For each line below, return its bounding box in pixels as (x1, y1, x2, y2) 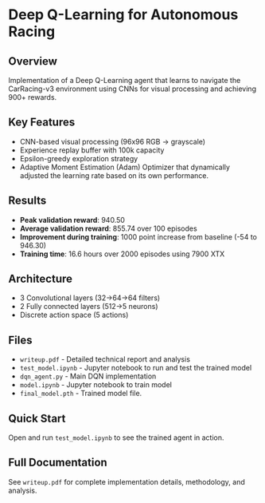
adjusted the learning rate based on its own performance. (19, 170, 209, 180)
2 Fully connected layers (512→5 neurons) (19, 302, 158, 311)
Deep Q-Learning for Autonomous (8, 6, 239, 24)
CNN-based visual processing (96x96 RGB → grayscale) (19, 137, 205, 146)
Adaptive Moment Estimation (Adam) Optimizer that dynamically (19, 162, 231, 172)
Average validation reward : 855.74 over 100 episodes (19, 224, 197, 233)
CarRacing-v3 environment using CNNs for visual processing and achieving (8, 84, 257, 93)
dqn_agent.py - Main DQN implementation (19, 371, 157, 381)
